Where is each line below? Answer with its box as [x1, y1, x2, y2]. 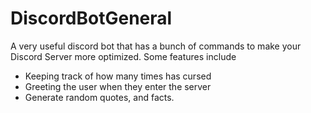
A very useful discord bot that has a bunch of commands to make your [10, 40, 302, 52]
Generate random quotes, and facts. [24, 91, 175, 103]
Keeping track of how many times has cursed [24, 70, 212, 82]
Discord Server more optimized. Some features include [10, 50, 237, 62]
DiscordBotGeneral [10, 7, 173, 30]
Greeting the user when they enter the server [24, 80, 212, 92]
